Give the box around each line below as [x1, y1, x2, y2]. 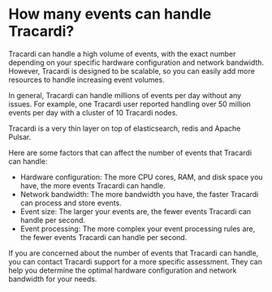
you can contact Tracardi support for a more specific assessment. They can [8, 256, 262, 266]
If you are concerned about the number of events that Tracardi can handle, [8, 248, 259, 258]
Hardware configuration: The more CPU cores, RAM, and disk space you [19, 172, 263, 182]
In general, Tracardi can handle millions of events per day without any [8, 90, 242, 100]
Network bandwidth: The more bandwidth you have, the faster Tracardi [19, 189, 259, 199]
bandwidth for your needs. [8, 273, 97, 284]
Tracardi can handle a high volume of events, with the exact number [8, 49, 236, 58]
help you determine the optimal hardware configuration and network [8, 265, 237, 275]
